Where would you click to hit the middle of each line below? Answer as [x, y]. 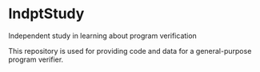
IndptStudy [46, 14]
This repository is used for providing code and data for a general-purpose [130, 51]
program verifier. [36, 59]
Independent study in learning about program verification [103, 36]
